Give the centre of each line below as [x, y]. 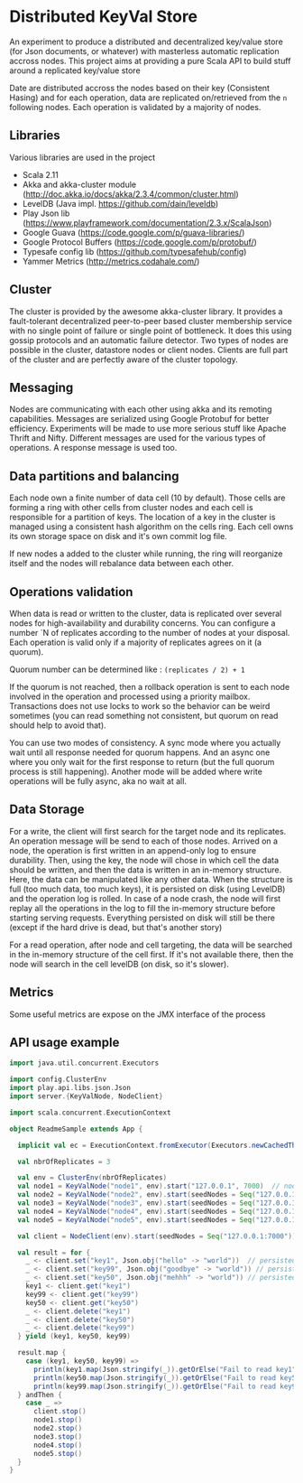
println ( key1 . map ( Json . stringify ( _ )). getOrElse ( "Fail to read [152, 1369]
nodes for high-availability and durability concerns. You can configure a [142, 623]
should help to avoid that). [58, 725]
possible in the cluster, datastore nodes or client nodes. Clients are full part [149, 350]
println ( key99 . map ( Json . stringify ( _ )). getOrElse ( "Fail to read [155, 1386]
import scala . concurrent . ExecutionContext [90, 1113]
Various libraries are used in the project [83, 157]
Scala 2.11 [40, 174]
